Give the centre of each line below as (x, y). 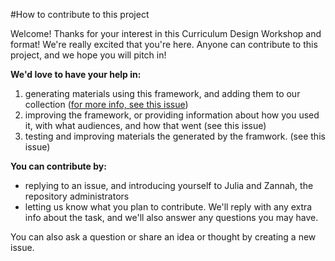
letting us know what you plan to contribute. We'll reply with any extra (168, 207)
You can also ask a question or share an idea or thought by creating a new (163, 237)
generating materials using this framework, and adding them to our (162, 93)
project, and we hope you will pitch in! (88, 55)
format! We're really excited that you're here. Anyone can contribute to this (164, 44)
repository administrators (77, 196)
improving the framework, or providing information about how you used (172, 115)
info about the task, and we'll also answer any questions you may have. (171, 217)
